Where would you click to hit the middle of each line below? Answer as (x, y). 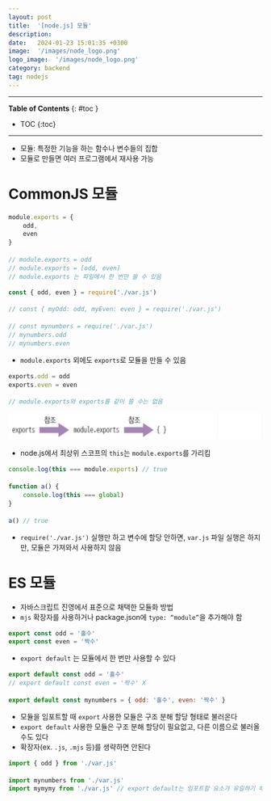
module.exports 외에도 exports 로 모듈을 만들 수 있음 (103, 360)
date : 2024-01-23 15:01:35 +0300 (68, 43)
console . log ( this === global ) (74, 495)
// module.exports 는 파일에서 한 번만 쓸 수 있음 (85, 276)
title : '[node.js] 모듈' (50, 25)
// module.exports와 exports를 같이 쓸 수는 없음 (86, 402)
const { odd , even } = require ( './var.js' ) (83, 292)
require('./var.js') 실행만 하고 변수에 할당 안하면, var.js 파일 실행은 (133, 537)
